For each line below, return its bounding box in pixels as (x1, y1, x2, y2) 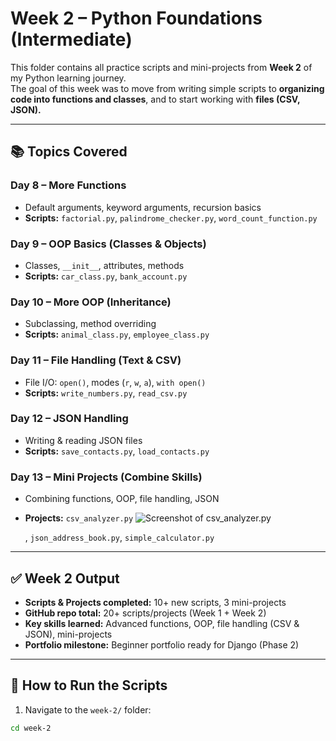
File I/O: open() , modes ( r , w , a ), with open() (24, 376, 207, 388)
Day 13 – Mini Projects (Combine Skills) (10, 470, 203, 484)
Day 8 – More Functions (10, 178, 127, 192)
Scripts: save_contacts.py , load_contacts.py (24, 445, 210, 457)
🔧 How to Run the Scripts (10, 677, 168, 694)
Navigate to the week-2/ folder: (24, 703, 152, 716)
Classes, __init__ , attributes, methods (24, 259, 185, 271)
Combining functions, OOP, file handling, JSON (24, 493, 220, 505)
